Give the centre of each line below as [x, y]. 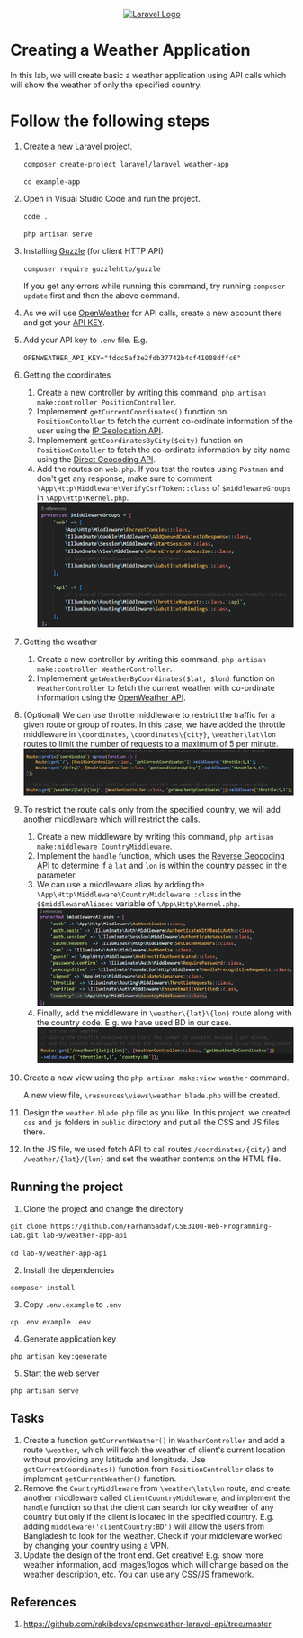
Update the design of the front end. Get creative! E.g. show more [143, 1555]
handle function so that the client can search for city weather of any [148, 1507]
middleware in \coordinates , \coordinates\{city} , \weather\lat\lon [150, 734]
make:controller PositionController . [107, 402]
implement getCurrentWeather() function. [100, 1479]
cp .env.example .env [51, 1322]
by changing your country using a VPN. [96, 1545]
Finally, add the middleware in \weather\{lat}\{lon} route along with [165, 1013]
